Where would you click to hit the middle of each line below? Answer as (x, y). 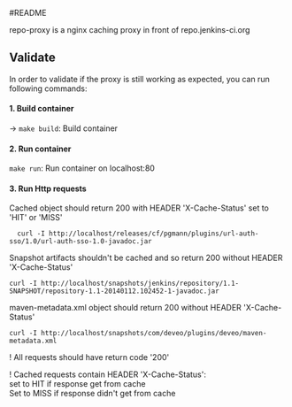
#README (28, 13)
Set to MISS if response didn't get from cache (92, 394)
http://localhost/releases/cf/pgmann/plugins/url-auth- (154, 234)
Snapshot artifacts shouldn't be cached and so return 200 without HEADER (146, 258)
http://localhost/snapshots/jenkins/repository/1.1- (140, 284)
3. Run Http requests (48, 188)
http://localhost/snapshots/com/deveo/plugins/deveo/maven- (154, 334)
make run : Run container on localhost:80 (82, 168)
